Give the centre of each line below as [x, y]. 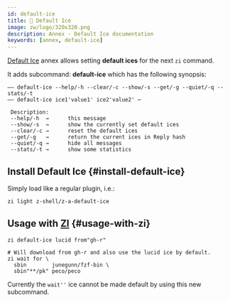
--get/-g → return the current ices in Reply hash [98, 137]
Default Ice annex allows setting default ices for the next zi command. [111, 60]
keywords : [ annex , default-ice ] [55, 41]
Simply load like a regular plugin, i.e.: [61, 188]
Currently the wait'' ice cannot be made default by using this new [104, 284]
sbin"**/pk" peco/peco [47, 271]
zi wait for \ [28, 259]
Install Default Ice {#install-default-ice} [96, 171]
